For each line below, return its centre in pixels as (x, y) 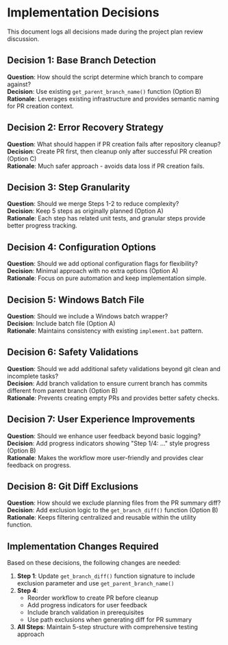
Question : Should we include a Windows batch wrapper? (88, 316)
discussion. (23, 38)
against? (19, 84)
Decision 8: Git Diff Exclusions (73, 486)
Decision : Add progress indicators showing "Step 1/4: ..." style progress (109, 443)
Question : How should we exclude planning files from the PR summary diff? (114, 503)
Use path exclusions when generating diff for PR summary (110, 620)
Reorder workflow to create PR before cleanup (93, 598)
